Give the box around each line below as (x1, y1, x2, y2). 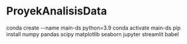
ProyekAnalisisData (6, 4, 107, 18)
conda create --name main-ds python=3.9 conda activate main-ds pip (6, 24, 181, 31)
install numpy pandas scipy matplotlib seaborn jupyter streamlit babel (6, 30, 179, 37)
